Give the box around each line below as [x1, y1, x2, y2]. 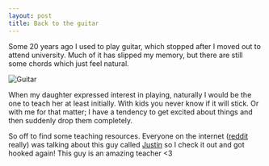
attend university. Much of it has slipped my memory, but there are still [8, 50, 243, 60]
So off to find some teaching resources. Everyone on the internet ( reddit [8, 131, 249, 141]
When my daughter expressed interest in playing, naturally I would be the [8, 89, 252, 99]
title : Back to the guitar [8, 19, 99, 27]
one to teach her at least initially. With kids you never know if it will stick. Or [8, 98, 259, 108]
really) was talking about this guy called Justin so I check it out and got [8, 139, 245, 149]
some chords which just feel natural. [8, 58, 129, 68]
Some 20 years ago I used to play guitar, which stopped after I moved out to [8, 41, 261, 51]
